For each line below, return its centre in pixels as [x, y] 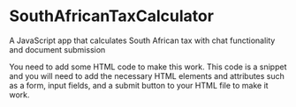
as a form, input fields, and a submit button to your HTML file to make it [139, 85]
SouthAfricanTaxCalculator [112, 16]
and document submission [57, 49]
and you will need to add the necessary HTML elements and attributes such [147, 75]
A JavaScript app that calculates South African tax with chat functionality [142, 40]
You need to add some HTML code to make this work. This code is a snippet [148, 67]
